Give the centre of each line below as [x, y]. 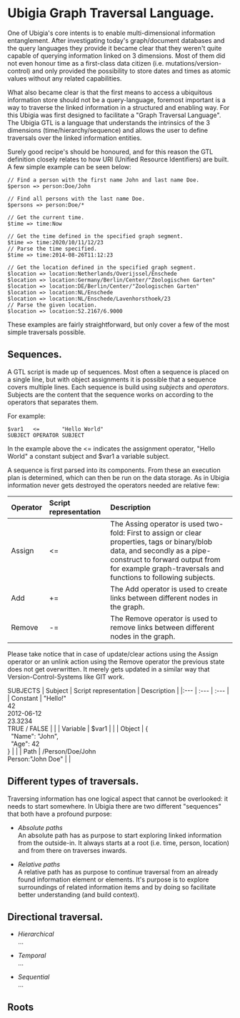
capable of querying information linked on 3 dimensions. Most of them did [116, 56]
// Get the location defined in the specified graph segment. [102, 267]
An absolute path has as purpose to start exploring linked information [120, 835]
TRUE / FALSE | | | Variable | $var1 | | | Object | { [78, 728]
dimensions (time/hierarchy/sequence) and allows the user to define [108, 130]
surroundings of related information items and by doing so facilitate [117, 887]
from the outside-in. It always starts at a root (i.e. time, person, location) [124, 843]
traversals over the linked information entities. [75, 138]
